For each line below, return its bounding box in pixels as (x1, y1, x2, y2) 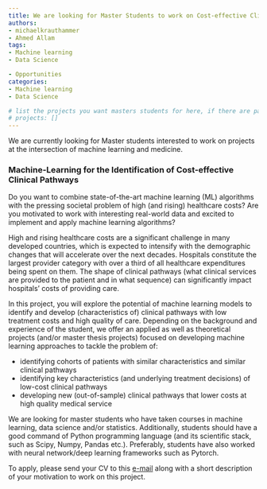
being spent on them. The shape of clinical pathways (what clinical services (8, 267, 257, 277)
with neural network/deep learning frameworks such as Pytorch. (8, 448, 219, 458)
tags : (8, 41, 26, 49)
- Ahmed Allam (8, 33, 56, 42)
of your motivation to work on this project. (8, 472, 145, 482)
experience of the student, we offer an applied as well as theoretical (8, 324, 231, 334)
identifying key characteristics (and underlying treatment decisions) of (19, 374, 251, 383)
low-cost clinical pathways (19, 382, 108, 392)
